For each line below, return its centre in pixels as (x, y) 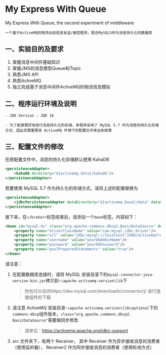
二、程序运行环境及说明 (41, 104)
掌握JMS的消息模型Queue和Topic (47, 68)
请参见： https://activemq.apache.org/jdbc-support (76, 330)
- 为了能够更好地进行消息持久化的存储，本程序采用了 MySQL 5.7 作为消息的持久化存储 (82, 125)
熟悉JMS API (25, 74)
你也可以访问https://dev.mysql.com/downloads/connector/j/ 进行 (90, 291)
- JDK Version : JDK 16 (30, 115)
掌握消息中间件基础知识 (36, 62)
